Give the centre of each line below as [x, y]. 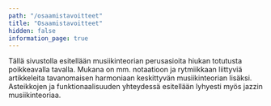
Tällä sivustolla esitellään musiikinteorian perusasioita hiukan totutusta [125, 61]
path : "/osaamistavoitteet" [56, 16]
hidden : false [32, 31]
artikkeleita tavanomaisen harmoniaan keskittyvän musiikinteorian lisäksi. [130, 78]
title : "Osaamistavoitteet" [56, 23]
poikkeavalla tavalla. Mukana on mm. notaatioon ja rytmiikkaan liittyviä [125, 70]
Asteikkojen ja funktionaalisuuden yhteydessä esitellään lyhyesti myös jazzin [135, 87]
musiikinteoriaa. [35, 95]
